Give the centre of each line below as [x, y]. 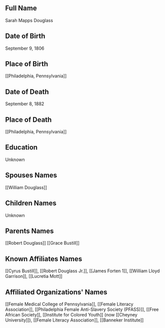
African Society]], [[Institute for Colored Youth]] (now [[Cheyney [71, 314]
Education [21, 147]
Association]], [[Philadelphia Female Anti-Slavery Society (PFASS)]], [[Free [82, 309]
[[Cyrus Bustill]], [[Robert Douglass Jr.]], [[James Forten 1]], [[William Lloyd [82, 271]
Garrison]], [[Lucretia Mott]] [34, 276]
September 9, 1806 [25, 48]
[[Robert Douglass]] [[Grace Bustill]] [42, 243]
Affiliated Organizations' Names [56, 292]
